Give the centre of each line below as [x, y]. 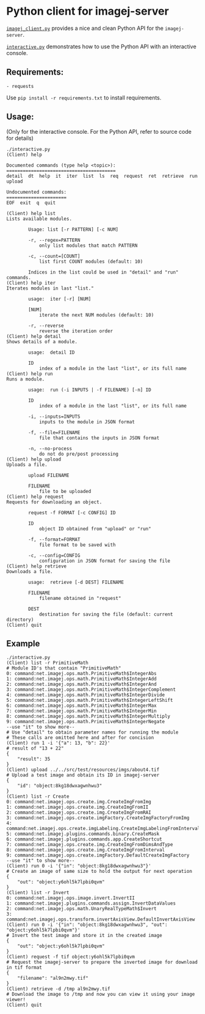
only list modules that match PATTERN [88, 246]
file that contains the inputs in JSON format [99, 438]
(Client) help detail [34, 336]
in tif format [24, 968]
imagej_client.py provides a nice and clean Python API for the [85, 28]
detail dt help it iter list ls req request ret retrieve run [102, 176]
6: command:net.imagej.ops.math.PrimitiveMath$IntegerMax [81, 706]
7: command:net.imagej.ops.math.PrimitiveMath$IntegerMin [81, 711]
